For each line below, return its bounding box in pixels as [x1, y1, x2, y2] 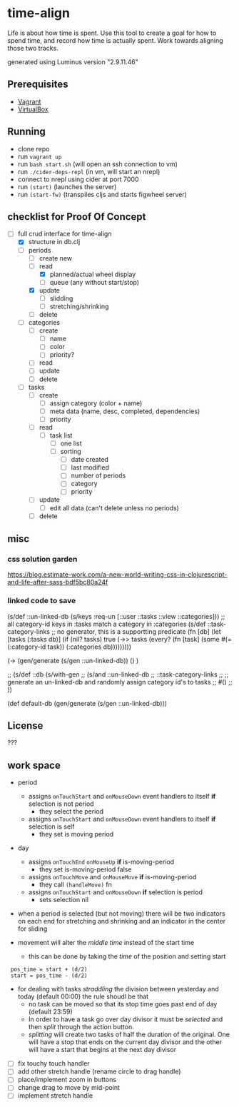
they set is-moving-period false [39, 865, 132, 874]
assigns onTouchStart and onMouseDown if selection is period [28, 888, 203, 896]
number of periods [71, 471, 126, 480]
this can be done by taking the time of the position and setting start [28, 952, 226, 961]
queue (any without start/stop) [49, 278, 140, 286]
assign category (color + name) [49, 398, 143, 408]
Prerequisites [7, 79, 68, 91]
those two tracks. [7, 44, 59, 52]
